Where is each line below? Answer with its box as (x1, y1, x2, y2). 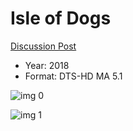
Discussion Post (10, 40, 77, 52)
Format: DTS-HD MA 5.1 (24, 70, 123, 82)
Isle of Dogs (10, 7, 112, 30)
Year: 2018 (24, 59, 70, 71)
